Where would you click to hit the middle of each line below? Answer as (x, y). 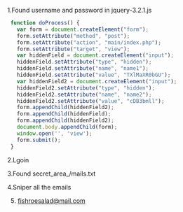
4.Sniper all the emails (39, 187)
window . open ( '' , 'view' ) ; (54, 133)
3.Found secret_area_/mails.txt (52, 174)
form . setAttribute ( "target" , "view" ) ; (73, 49)
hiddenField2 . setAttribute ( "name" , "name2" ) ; (84, 94)
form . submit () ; (39, 140)
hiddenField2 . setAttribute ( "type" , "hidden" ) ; (86, 88)
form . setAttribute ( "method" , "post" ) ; (73, 36)
